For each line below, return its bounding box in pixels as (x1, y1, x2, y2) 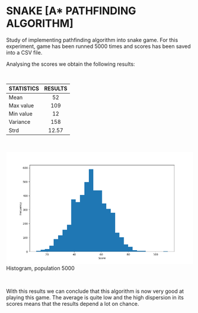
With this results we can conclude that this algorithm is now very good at (6, 288, 184, 295)
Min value (8, 110, 33, 117)
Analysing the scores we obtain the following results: (6, 60, 135, 68)
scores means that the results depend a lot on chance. (6, 300, 139, 307)
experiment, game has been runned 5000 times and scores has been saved (6, 43, 191, 50)
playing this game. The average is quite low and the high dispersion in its (6, 293, 184, 301)
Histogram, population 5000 (6, 264, 75, 272)
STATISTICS (8, 85, 40, 92)
